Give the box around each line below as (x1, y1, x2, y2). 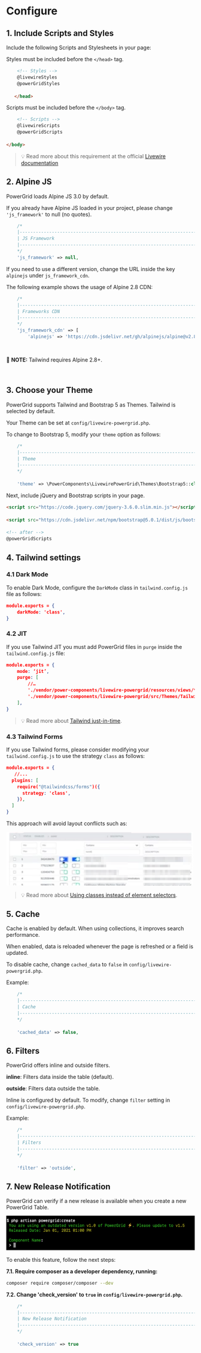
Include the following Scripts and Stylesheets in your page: (6, 44, 151, 51)
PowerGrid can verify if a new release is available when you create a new (6, 1198, 187, 1205)
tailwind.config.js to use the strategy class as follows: (6, 753, 145, 760)
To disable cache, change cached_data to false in (6, 961, 127, 968)
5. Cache (6, 909, 40, 919)
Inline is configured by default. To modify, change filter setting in (6, 1096, 170, 1104)
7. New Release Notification (6, 1181, 111, 1192)
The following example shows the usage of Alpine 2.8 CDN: (6, 283, 153, 290)
